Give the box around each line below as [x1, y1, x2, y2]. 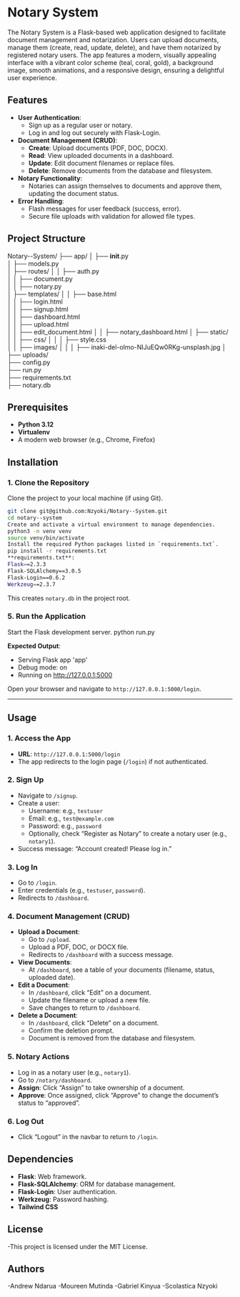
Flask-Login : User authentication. [17, 1187, 117, 1196]
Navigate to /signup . [17, 791, 79, 800]
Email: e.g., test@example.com [28, 814, 114, 823]
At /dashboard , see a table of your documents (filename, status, [28, 965, 215, 974]
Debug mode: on [17, 662, 68, 672]
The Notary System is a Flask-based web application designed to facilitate [7, 28, 226, 36]
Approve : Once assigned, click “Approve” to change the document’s [17, 1090, 219, 1099]
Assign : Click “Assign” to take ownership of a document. [17, 1083, 185, 1092]
